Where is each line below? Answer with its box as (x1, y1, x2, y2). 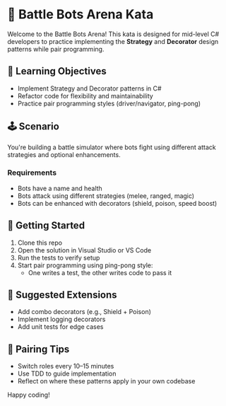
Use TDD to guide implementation (17, 369, 117, 378)
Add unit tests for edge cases (17, 323, 104, 331)
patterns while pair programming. (7, 45, 105, 53)
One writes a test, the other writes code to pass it (28, 268, 172, 277)
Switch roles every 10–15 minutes (17, 362, 114, 371)
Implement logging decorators (17, 315, 106, 324)
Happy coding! (7, 390, 51, 399)
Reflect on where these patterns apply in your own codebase (17, 377, 196, 385)
